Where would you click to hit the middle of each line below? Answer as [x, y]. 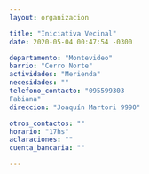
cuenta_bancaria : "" [47, 148]
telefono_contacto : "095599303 [67, 91]
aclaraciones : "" [41, 140]
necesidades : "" [39, 83]
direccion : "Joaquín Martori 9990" [75, 107]
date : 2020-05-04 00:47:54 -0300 [71, 42]
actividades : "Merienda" [55, 75]
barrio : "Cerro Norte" [51, 66]
